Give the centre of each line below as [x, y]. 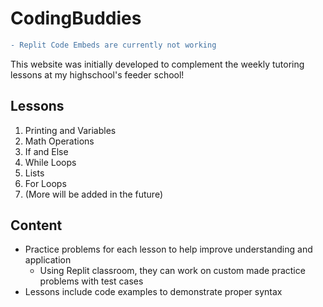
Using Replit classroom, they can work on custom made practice [172, 271]
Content [36, 225]
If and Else [46, 151]
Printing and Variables [70, 130]
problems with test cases [91, 281]
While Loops [50, 162]
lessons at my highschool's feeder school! [97, 74]
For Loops [45, 183]
